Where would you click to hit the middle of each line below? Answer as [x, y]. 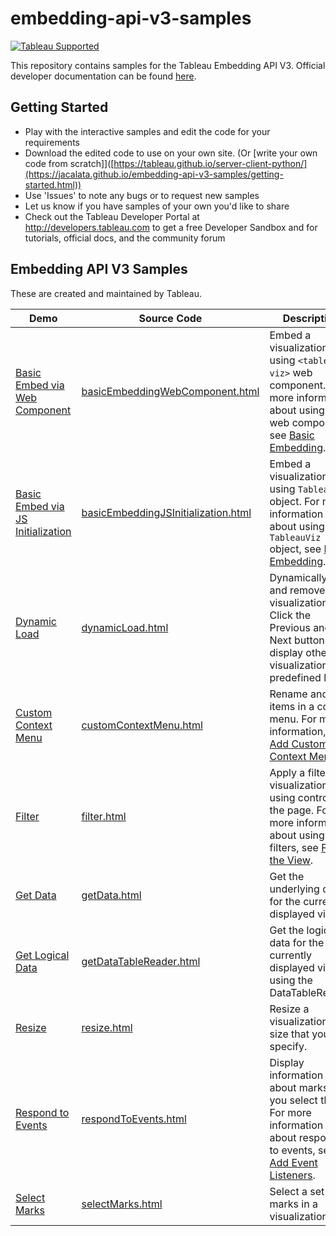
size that [289, 1034]
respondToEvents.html [134, 1119]
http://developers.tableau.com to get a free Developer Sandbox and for [171, 227]
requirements [52, 142]
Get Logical [42, 955]
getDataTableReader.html [141, 961]
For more [290, 1112]
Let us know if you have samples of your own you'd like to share [157, 206]
